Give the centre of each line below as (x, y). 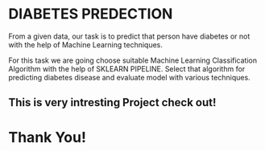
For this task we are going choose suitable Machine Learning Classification (133, 60)
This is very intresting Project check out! (112, 102)
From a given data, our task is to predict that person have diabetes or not (129, 36)
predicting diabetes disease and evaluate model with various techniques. (130, 77)
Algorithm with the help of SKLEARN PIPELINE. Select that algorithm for (127, 68)
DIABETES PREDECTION (91, 14)
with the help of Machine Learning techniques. (86, 44)
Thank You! (48, 137)
